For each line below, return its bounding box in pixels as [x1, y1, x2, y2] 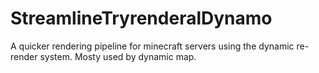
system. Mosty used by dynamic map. [39, 50, 197, 62]
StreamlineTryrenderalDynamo [10, 7, 273, 30]
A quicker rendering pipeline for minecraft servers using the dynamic [10, 40, 295, 52]
